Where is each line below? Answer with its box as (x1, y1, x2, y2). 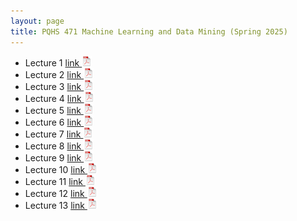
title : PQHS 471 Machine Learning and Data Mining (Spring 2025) (10, 26, 288, 37)
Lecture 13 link (24, 199, 85, 211)
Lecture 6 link (24, 116, 82, 128)
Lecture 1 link (24, 56, 80, 69)
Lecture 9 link (24, 151, 82, 164)
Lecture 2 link (24, 68, 82, 80)
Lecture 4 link (24, 92, 82, 104)
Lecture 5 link (24, 104, 82, 116)
